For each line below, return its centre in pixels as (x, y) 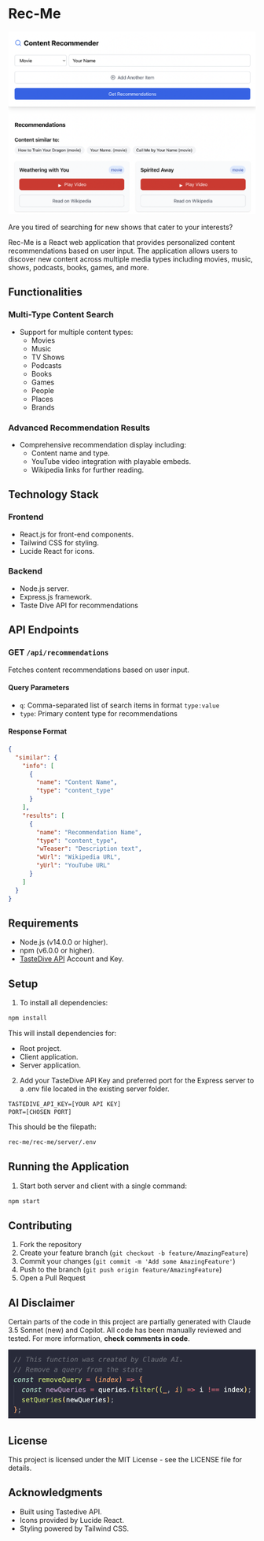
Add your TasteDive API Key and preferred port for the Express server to (137, 1081)
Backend (26, 571)
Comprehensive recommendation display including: (103, 444)
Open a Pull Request (53, 1278)
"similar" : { (37, 757)
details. (20, 1468)
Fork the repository (51, 1245)
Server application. (50, 1065)
